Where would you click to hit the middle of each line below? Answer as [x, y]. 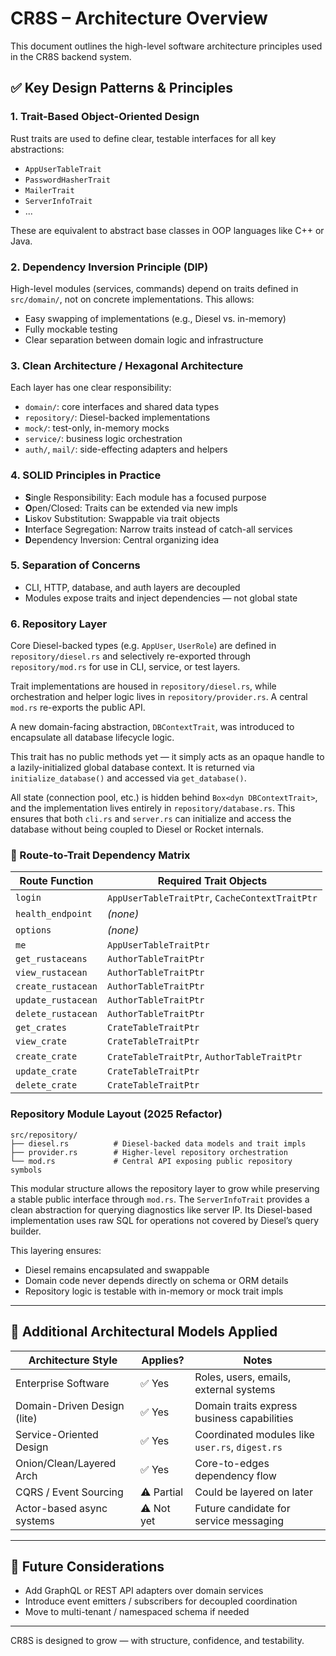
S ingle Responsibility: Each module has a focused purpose [145, 497]
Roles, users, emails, [243, 1377]
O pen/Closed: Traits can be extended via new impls [131, 508]
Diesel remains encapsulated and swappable [117, 1269]
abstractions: [37, 149]
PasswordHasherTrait [67, 180]
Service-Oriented [57, 1434]
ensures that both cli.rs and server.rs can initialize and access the [151, 819]
